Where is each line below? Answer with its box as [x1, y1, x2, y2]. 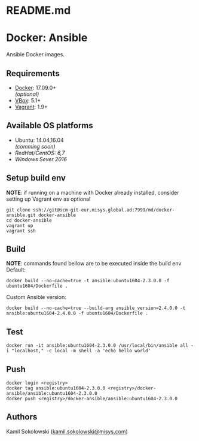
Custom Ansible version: [6, 294, 67, 301]
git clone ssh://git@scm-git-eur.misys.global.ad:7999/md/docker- [6, 207, 175, 213]
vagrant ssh [6, 228, 36, 234]
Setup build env [6, 173, 66, 183]
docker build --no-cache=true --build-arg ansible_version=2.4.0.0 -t [6, 305, 186, 312]
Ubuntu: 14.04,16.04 [14, 136, 64, 144]
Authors [6, 412, 38, 422]
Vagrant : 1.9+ [14, 103, 48, 110]
